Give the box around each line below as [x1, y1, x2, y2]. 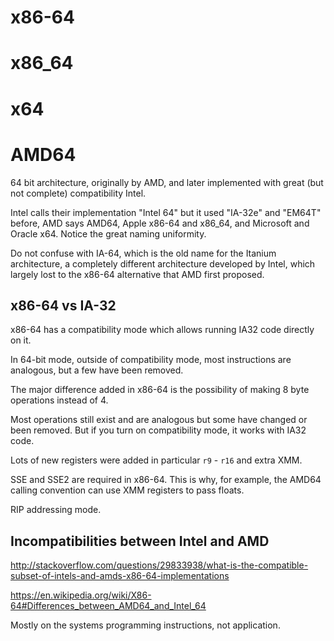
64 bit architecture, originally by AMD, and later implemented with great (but [10, 176, 324, 188]
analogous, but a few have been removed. [10, 364, 184, 376]
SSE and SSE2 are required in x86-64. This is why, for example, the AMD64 [10, 474, 322, 486]
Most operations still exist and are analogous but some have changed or [10, 414, 308, 426]
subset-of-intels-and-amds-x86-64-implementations [10, 570, 230, 582]
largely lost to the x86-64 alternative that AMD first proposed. [10, 268, 265, 280]
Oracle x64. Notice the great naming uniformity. [10, 227, 207, 240]
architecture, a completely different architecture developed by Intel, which [10, 257, 316, 270]
